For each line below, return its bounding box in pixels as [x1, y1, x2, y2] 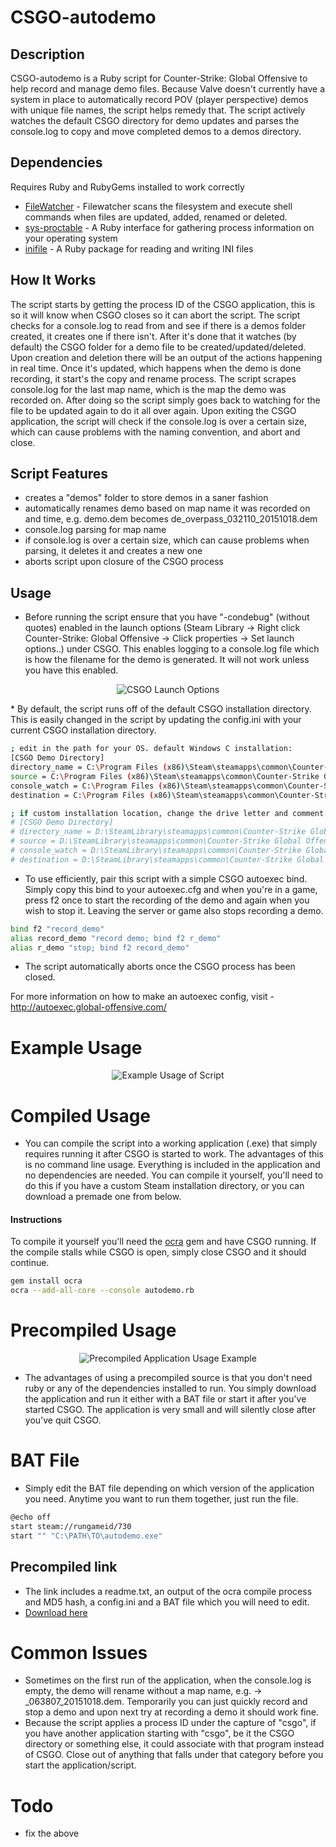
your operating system [24, 232, 118, 244]
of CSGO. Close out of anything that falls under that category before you [24, 1749, 324, 1761]
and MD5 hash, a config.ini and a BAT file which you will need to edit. [24, 1596, 310, 1608]
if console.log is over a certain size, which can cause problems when [24, 534, 310, 546]
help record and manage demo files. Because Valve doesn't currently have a [10, 83, 326, 95]
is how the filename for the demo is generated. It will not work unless [24, 654, 310, 666]
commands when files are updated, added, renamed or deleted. [24, 211, 288, 223]
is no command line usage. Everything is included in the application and [24, 1159, 321, 1171]
